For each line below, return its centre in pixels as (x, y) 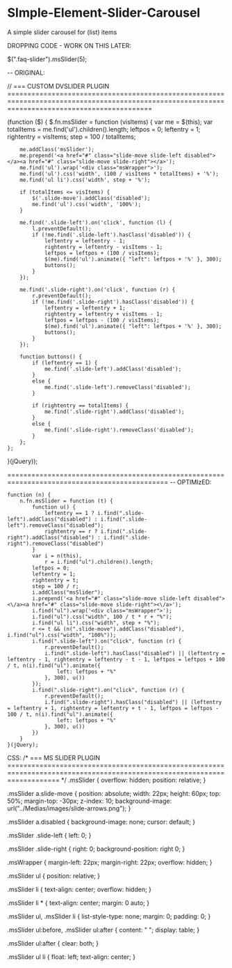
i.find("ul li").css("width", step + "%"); (96, 623)
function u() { (54, 507)
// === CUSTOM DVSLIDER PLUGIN (58, 86)
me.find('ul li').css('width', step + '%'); (85, 180)
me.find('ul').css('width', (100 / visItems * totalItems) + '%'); (119, 174)
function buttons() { (51, 357)
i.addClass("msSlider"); (68, 592)
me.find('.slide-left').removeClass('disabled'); (117, 387)
